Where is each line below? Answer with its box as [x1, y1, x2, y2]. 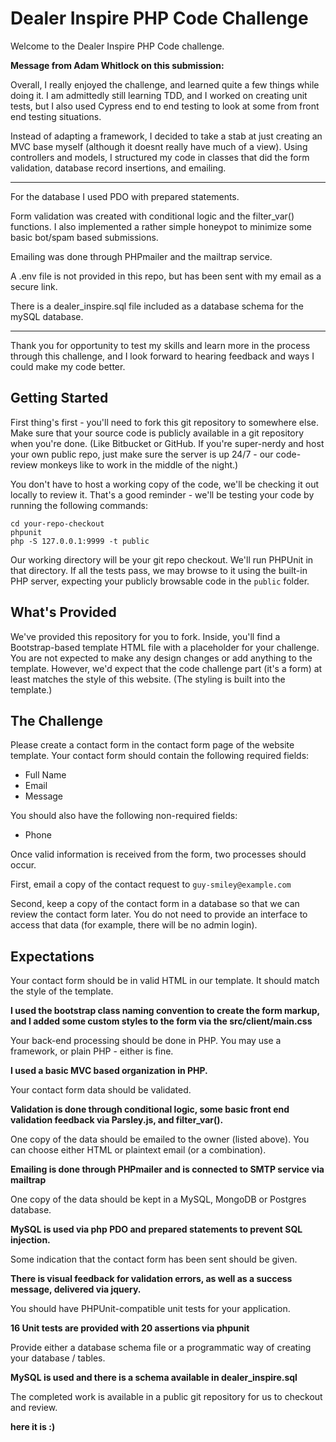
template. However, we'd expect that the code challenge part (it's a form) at [10, 662, 323, 674]
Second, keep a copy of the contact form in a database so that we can [10, 898, 300, 910]
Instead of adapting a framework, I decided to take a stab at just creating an [10, 130, 323, 142]
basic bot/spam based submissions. [10, 231, 159, 243]
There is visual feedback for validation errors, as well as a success [10, 1273, 293, 1285]
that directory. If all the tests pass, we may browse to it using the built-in [10, 564, 308, 576]
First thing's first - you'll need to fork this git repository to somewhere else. [10, 416, 319, 428]
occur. [10, 859, 37, 871]
